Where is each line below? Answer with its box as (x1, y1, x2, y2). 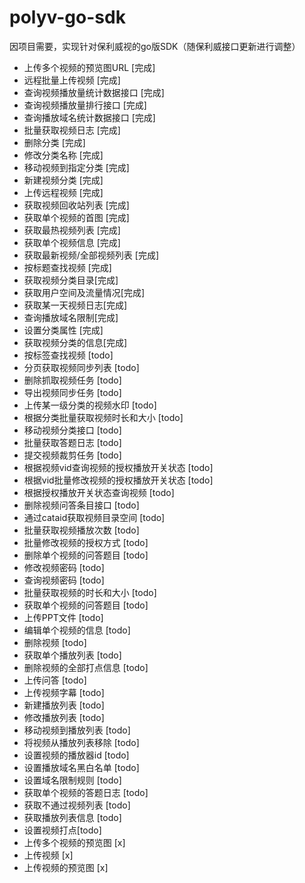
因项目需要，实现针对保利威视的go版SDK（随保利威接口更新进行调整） (9, 40, 301, 52)
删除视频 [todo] (23, 636, 87, 648)
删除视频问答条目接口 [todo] (23, 499, 140, 511)
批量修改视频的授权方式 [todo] (23, 536, 149, 548)
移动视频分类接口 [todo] (23, 424, 122, 436)
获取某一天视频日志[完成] (23, 299, 128, 311)
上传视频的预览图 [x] (23, 861, 109, 873)
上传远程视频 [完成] (23, 186, 104, 198)
